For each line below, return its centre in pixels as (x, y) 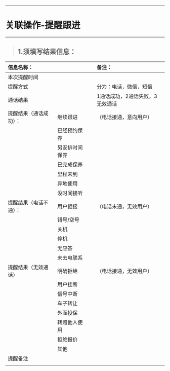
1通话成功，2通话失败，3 (127, 96)
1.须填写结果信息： (47, 52)
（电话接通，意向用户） (124, 117)
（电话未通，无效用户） (124, 206)
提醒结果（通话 (26, 113)
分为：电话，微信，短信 (124, 87)
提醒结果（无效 (26, 267)
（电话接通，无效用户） (124, 271)
